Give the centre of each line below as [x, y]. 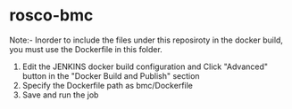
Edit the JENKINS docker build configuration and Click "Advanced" [145, 66]
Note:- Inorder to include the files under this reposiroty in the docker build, [146, 40]
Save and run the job [60, 95]
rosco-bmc [51, 16]
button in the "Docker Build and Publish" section [111, 75]
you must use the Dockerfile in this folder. [86, 49]
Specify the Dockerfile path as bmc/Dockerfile [108, 85]
